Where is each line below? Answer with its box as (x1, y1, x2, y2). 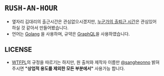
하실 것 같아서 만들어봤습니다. (11, 25, 69, 31)
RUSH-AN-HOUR (4, 3, 58, 13)
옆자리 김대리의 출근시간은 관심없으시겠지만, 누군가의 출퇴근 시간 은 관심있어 (11, 18, 157, 24)
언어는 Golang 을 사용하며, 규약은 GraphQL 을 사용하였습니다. (11, 31, 130, 37)
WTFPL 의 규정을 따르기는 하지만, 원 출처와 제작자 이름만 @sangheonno (11, 59, 151, 65)
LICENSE (4, 45, 33, 54)
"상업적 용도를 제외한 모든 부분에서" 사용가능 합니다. (25, 65, 125, 71)
